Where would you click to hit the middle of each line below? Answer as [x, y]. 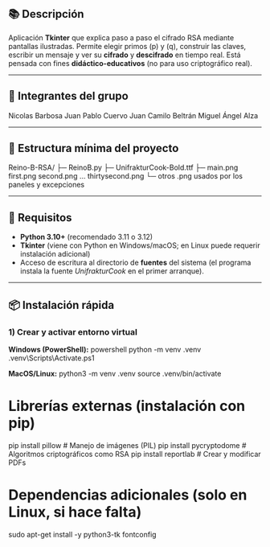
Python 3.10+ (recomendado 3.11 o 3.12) [86, 237]
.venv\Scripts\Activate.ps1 [51, 358]
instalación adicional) [55, 254]
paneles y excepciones [47, 185]
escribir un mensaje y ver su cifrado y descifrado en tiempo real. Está [125, 55]
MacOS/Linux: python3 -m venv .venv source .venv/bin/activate [115, 373]
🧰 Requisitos [40, 218]
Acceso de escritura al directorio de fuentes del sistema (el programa [135, 263]
